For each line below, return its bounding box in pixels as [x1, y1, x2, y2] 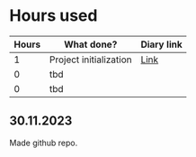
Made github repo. [9, 137, 78, 148]
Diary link [140, 38, 183, 51]
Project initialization [49, 53, 132, 66]
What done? [64, 38, 118, 51]
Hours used [9, 5, 98, 26]
